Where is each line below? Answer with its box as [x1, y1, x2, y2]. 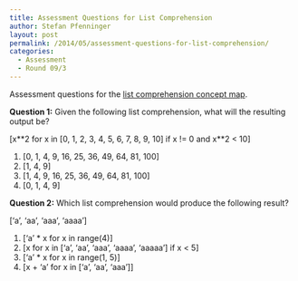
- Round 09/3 [17, 64, 67, 73]
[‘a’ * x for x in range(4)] [22, 232, 113, 243]
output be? [9, 115, 50, 127]
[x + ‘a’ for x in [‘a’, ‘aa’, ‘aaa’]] [22, 261, 134, 272]
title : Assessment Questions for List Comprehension [9, 13, 213, 23]
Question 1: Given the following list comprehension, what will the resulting [9, 106, 286, 117]
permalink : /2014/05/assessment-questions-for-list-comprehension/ [9, 38, 270, 48]
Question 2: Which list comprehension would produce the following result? [9, 197, 290, 208]
